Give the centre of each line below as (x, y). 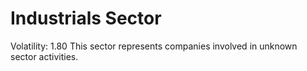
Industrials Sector (86, 18)
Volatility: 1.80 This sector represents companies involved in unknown (154, 46)
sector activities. (44, 56)
